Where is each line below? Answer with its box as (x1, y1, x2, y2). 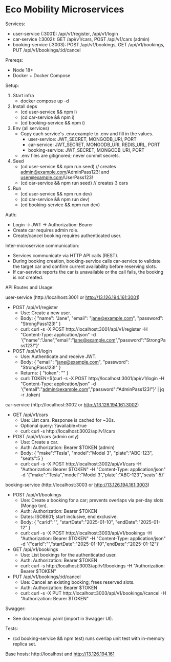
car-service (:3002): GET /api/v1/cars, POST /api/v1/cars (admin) (12, 36, 150, 42)
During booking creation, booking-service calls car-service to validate (12, 258, 161, 264)
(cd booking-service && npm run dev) (20, 202, 100, 208)
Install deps (12, 103, 37, 109)
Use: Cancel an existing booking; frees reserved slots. (20, 579, 135, 585)
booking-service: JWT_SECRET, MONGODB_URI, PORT (28, 147, 145, 153)
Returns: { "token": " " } (20, 369, 69, 376)
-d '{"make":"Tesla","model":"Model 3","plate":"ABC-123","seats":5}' (20, 472, 165, 478)
